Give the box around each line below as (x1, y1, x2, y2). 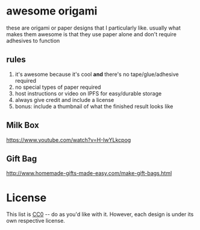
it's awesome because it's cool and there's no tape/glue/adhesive (14, 71, 179, 78)
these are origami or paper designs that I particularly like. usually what (6, 24, 181, 31)
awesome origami (6, 4, 98, 18)
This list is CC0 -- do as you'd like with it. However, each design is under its (6, 211, 194, 218)
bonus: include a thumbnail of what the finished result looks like (14, 103, 173, 110)
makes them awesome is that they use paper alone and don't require (6, 30, 177, 37)
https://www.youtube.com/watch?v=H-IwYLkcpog (6, 136, 131, 143)
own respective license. (6, 217, 65, 225)
